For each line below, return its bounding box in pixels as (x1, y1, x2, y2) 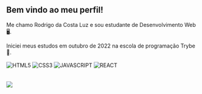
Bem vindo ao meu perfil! (6, 5, 103, 15)
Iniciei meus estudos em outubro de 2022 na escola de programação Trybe (6, 42, 196, 49)
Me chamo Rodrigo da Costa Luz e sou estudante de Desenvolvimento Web (6, 21, 196, 28)
